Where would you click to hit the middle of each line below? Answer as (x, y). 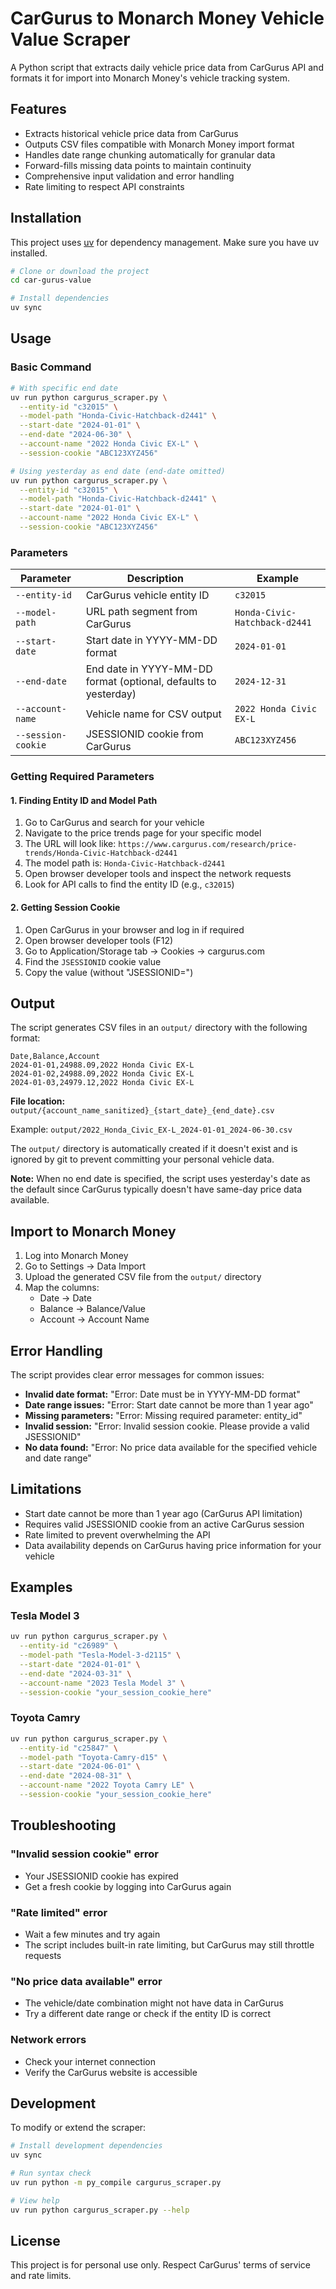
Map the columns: (62, 1288)
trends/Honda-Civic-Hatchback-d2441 (101, 853)
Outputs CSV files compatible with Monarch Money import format (159, 144)
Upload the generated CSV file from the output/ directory (143, 1277)
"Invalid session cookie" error (84, 1854)
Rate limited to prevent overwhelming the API (117, 1534)
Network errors (48, 2040)
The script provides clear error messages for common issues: (137, 1374)
